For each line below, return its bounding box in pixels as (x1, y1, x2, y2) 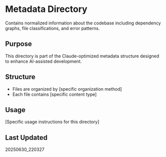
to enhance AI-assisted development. (5, 58, 82, 64)
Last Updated (5, 133, 48, 142)
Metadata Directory (5, 3, 88, 15)
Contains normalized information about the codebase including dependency (5, 20, 161, 26)
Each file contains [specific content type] (12, 91, 97, 97)
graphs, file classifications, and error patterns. (5, 25, 100, 31)
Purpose (5, 40, 32, 48)
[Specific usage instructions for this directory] (5, 119, 99, 125)
